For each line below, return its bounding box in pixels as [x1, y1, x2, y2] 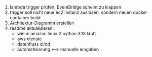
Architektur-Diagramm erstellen [9, 20, 74, 26]
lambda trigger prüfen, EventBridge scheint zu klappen [9, 4, 122, 10]
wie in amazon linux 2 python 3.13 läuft [17, 31, 96, 36]
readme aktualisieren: [9, 25, 54, 31]
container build [9, 15, 41, 20]
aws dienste [17, 36, 42, 42]
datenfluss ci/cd [17, 41, 50, 47]
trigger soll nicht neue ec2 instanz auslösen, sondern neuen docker [9, 9, 148, 15]
